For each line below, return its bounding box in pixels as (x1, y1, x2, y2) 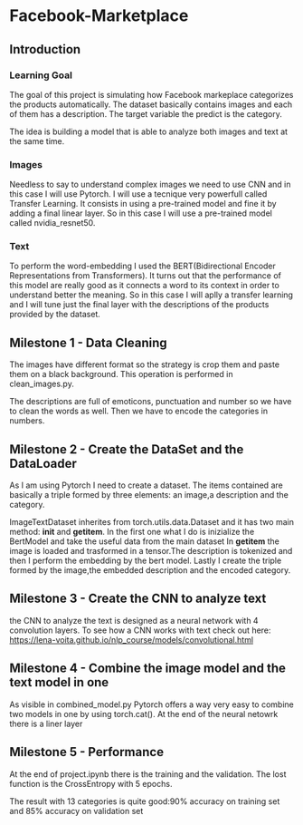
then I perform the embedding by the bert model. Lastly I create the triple (9, 555, 282, 567)
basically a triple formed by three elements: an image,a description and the (9, 490, 289, 500)
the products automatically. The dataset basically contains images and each (9, 99, 292, 110)
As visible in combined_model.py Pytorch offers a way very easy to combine (9, 699, 294, 710)
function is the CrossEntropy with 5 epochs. (9, 778, 173, 789)
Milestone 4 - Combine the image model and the (9, 661, 287, 676)
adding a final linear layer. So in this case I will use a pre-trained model (9, 208, 273, 218)
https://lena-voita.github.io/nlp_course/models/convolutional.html (9, 634, 254, 645)
